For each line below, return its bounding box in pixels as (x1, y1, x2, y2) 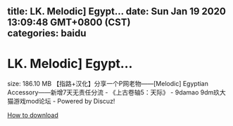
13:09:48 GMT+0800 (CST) (7, 17, 131, 29)
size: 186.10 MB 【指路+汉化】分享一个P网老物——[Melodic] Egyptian (7, 80, 209, 88)
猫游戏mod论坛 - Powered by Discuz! (7, 97, 115, 106)
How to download (7, 111, 58, 120)
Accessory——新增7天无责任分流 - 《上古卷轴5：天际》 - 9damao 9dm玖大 (7, 88, 227, 97)
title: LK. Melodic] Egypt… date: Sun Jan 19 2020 (7, 6, 227, 17)
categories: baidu (7, 27, 87, 39)
